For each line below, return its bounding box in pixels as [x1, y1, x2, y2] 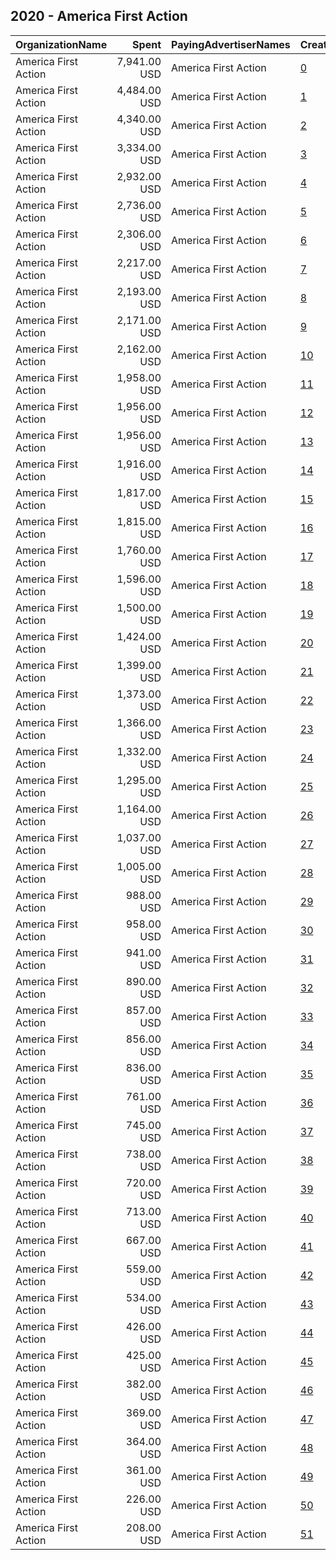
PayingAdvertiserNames [171, 37, 291, 51]
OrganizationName [15, 37, 108, 51]
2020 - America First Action [10, 8, 188, 25]
